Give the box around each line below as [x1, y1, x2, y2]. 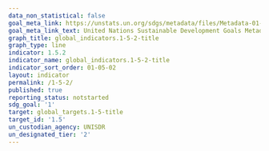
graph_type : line [8, 42, 66, 50]
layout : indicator [8, 71, 70, 79]
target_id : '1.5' [8, 116, 66, 124]
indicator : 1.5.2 [8, 49, 66, 57]
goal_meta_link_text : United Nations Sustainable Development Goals [8, 26, 242, 34]
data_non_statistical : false [8, 11, 106, 20]
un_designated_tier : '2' [8, 130, 91, 138]
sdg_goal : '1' [8, 101, 56, 109]
